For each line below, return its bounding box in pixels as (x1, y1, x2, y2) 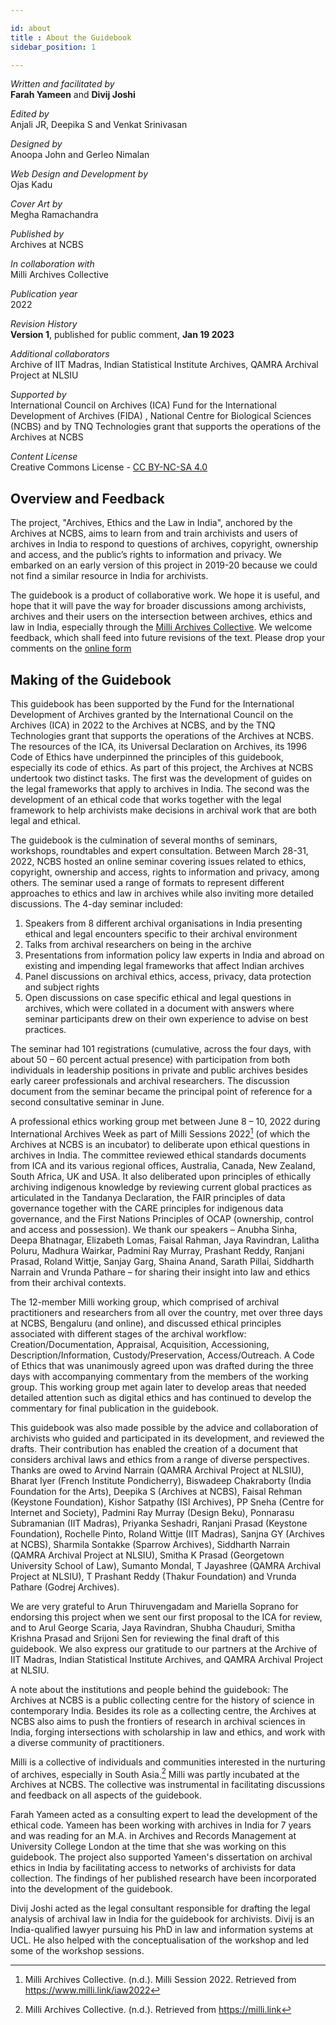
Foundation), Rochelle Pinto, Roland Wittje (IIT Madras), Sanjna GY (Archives (10, 1527, 325, 1540)
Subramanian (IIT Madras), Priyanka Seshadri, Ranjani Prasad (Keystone (10, 1517, 308, 1529)
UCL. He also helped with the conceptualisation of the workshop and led (10, 1934, 309, 1946)
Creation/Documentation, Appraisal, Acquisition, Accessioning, (10, 1338, 270, 1350)
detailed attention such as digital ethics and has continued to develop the (10, 1391, 312, 1403)
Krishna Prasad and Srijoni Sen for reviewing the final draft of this (10, 1632, 280, 1644)
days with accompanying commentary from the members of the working (10, 1370, 309, 1382)
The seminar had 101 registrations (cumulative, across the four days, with (10, 1043, 312, 1055)
